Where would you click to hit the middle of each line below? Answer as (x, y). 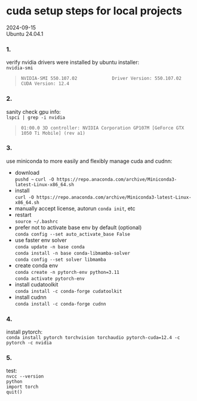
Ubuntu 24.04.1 (25, 33)
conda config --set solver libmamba (60, 260)
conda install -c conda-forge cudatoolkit (68, 291)
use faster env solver (41, 240)
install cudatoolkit (36, 284)
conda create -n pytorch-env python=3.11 (67, 272)
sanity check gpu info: (33, 112)
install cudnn (30, 297)
